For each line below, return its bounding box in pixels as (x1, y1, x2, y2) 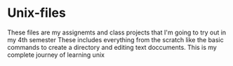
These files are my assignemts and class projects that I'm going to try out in (7, 28, 227, 37)
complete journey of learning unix (7, 51, 105, 59)
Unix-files (7, 5, 67, 21)
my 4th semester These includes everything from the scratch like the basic (7, 35, 225, 44)
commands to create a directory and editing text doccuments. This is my (7, 43, 218, 51)
